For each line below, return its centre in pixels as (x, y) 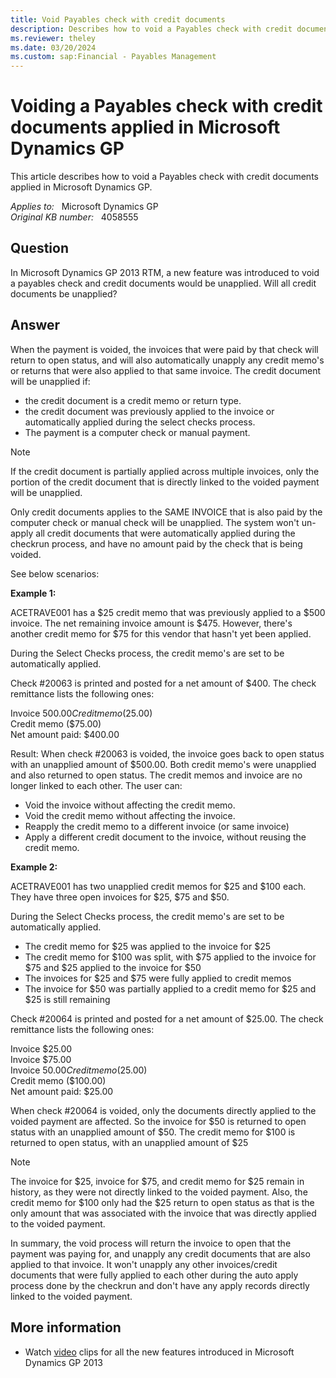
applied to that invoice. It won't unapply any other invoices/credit (144, 1264)
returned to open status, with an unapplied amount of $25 (129, 1142)
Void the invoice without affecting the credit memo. (130, 805)
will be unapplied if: (50, 381)
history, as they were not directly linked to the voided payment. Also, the (159, 1192)
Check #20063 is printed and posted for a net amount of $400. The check (163, 683)
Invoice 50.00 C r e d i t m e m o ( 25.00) (79, 1070)
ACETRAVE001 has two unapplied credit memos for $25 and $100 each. (158, 886)
